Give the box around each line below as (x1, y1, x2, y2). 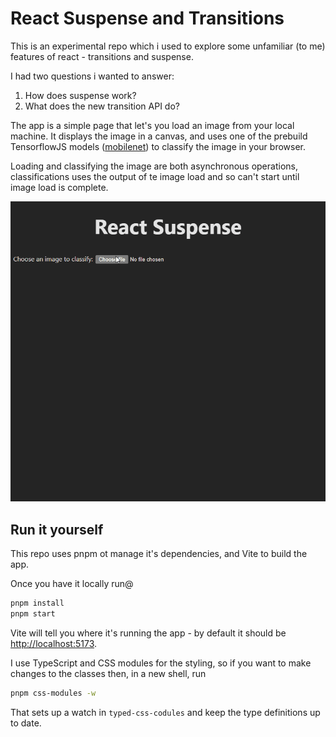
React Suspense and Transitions (10, 7, 285, 30)
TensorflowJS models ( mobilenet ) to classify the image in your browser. (10, 140, 306, 152)
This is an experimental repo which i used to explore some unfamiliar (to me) (10, 40, 326, 52)
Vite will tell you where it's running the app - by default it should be (10, 627, 287, 639)
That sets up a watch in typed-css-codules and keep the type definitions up (10, 706, 321, 718)
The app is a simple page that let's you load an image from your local (10, 119, 295, 131)
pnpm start (10, 608, 56, 619)
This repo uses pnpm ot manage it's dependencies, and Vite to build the (10, 548, 308, 560)
